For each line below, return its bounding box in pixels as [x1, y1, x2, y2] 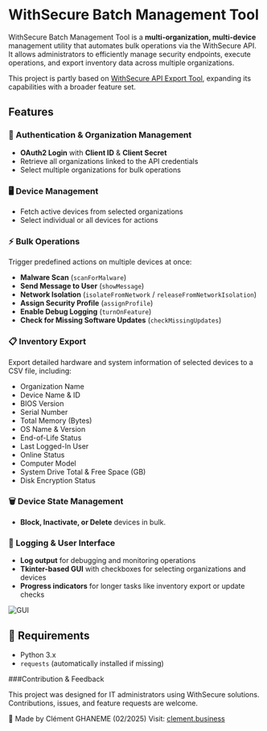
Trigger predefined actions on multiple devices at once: [8, 257, 192, 267]
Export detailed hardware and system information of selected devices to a [8, 357, 253, 367]
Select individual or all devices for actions [19, 215, 158, 224]
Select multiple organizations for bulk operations [19, 165, 181, 175]
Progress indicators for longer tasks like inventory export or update [19, 581, 245, 591]
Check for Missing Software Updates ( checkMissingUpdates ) [19, 315, 222, 325]
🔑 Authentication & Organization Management [8, 129, 192, 141]
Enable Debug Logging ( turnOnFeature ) [19, 307, 152, 317]
